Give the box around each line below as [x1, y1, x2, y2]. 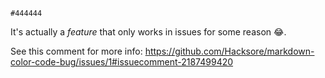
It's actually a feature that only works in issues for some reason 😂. [10, 26, 287, 38]
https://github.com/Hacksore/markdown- [144, 45, 315, 57]
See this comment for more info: [10, 45, 143, 57]
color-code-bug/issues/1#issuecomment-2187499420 [10, 56, 234, 68]
